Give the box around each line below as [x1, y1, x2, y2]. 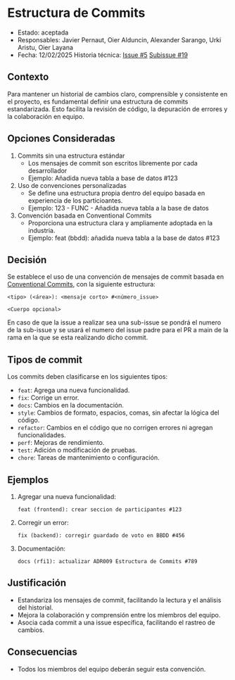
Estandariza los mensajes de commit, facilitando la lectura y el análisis [17, 596, 222, 604]
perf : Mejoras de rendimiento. [17, 439, 105, 447]
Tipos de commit [7, 353, 83, 365]
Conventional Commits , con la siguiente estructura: [7, 280, 156, 289]
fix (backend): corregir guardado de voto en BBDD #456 [17, 532, 185, 539]
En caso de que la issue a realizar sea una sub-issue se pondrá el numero [7, 318, 222, 327]
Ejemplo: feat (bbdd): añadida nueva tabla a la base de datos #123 [27, 234, 220, 242]
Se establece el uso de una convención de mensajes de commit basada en [7, 272, 224, 281]
